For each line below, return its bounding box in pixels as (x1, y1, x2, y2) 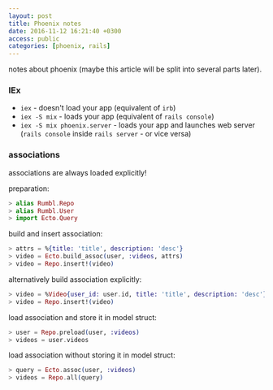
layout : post (8, 11, 53, 20)
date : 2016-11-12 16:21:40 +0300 (8, 27, 122, 35)
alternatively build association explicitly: (8, 274, 142, 284)
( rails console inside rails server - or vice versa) (19, 129, 192, 139)
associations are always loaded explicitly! (8, 167, 148, 177)
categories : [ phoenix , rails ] (8, 42, 111, 50)
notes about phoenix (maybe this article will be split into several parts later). (8, 64, 262, 74)
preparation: (8, 184, 50, 193)
